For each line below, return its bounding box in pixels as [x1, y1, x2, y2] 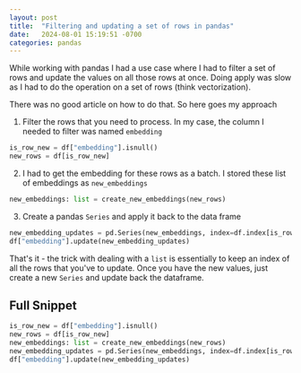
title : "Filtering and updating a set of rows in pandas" [9, 22, 235, 30]
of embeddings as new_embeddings [21, 178, 148, 188]
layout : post [9, 13, 58, 22]
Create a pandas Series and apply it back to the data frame [21, 211, 242, 221]
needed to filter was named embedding [21, 126, 163, 137]
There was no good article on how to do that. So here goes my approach [9, 100, 278, 110]
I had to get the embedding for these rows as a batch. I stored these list [21, 168, 287, 178]
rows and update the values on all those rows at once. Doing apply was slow [9, 73, 292, 83]
